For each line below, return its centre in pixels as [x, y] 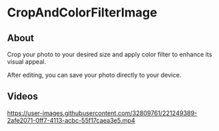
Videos [23, 96]
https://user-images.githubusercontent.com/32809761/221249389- [102, 113]
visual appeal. [27, 62]
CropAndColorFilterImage [82, 13]
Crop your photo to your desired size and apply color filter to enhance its [109, 54]
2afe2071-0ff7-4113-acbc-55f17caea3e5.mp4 [71, 120]
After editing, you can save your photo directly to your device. [94, 75]
